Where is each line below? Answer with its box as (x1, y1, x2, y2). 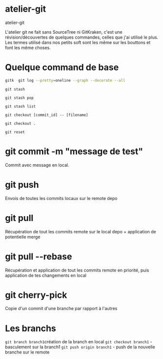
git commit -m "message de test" (5, 146, 143, 157)
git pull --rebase (5, 251, 72, 262)
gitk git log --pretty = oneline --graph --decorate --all (5, 78, 125, 83)
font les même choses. (5, 45, 51, 50)
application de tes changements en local (5, 272, 87, 278)
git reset (5, 130, 25, 135)
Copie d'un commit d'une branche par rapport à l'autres (5, 306, 118, 312)
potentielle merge (5, 234, 41, 240)
